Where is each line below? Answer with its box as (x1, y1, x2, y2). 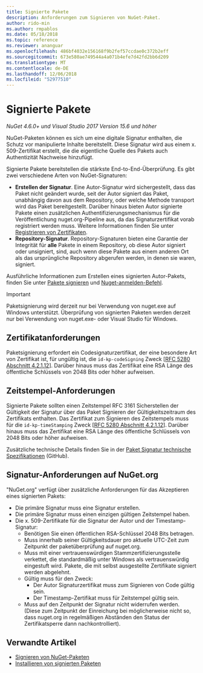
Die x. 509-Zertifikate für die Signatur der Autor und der (14, 517, 155, 524)
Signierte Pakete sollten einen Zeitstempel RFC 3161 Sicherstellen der (6, 402, 179, 409)
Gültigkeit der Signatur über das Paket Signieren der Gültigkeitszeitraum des (6, 408, 196, 416)
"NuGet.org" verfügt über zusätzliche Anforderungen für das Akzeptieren (6, 486, 189, 493)
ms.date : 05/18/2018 (6, 31, 59, 38)
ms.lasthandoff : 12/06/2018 (6, 71, 77, 77)
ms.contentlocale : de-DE (6, 65, 69, 71)
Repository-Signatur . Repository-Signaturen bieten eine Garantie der (14, 235, 188, 242)
